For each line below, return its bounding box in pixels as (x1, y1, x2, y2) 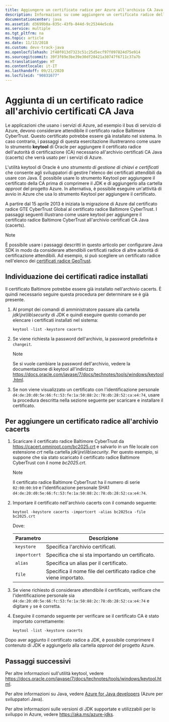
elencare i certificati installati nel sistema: (12, 317, 99, 323)
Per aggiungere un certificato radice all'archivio (5, 417, 158, 426)
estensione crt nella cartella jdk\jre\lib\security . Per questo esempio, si (12, 449, 158, 455)
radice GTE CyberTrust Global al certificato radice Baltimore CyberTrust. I (5, 206, 157, 212)
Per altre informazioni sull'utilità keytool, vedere (5, 671, 104, 677)
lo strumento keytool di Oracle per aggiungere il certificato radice (5, 143, 142, 149)
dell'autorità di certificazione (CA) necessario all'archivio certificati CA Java (5, 149, 162, 155)
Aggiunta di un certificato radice (5, 95, 144, 106)
